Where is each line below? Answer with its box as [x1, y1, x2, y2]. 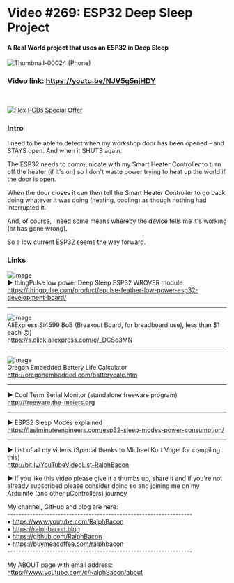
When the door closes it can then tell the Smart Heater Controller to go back [7, 188, 226, 196]
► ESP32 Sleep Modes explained [7, 418, 103, 427]
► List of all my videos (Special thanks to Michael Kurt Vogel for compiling [7, 446, 221, 454]
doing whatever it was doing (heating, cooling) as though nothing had [7, 196, 207, 204]
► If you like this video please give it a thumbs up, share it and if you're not [7, 474, 223, 483]
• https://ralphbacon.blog [7, 525, 80, 533]
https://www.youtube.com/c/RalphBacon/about [7, 568, 143, 577]
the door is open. [7, 175, 56, 183]
